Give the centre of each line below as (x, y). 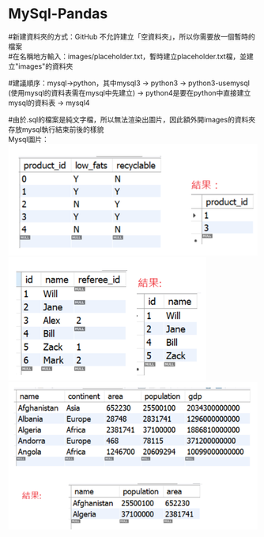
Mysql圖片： (28, 139)
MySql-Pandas (58, 14)
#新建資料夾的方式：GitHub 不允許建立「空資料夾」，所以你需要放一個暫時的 (132, 36)
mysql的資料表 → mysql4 (49, 103)
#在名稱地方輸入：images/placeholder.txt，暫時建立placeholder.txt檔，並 (128, 56)
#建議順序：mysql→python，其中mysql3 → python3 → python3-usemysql (129, 83)
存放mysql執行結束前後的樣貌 (56, 129)
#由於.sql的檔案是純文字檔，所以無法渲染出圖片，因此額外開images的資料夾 (132, 119)
